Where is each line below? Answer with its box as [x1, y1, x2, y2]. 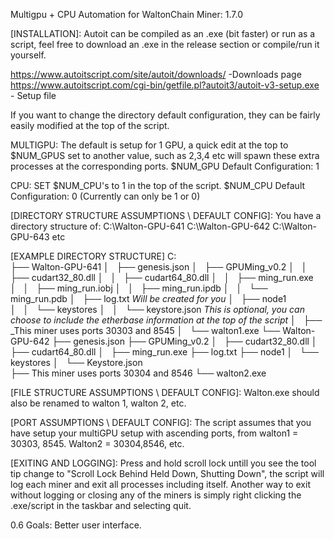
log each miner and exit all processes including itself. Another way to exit [10, 479, 311, 490]
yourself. [10, 49, 47, 61]
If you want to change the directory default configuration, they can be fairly [10, 109, 321, 121]
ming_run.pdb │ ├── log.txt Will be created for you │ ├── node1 [10, 293, 287, 304]
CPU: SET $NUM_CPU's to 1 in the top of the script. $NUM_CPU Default [10, 180, 306, 191]
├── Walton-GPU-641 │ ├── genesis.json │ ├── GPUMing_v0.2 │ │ [10, 261, 308, 273]
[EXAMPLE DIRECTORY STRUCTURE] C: [10, 250, 177, 262]
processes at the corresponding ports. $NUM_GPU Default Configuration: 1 [10, 160, 320, 172]
